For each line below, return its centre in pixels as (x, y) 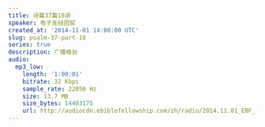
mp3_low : (30, 67)
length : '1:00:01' (52, 74)
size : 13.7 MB (45, 96)
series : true (30, 45)
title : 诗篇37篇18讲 (39, 15)
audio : (19, 60)
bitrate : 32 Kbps (51, 81)
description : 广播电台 (43, 52)
